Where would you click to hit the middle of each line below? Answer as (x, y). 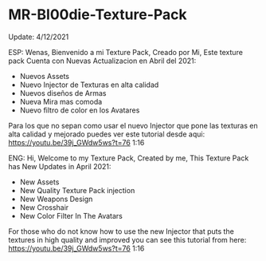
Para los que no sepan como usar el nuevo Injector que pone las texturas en (133, 125)
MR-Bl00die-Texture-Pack (98, 15)
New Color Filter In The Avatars (71, 216)
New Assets (39, 182)
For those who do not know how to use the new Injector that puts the (121, 231)
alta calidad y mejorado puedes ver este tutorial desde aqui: (107, 134)
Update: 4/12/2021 (39, 37)
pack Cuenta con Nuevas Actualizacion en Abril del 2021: (102, 61)
